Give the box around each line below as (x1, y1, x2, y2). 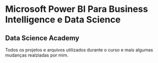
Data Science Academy (5, 34, 79, 42)
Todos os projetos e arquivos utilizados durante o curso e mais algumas (5, 47, 153, 53)
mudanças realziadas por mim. (5, 52, 69, 58)
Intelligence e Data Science (5, 14, 121, 25)
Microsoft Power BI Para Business (5, 3, 148, 15)
